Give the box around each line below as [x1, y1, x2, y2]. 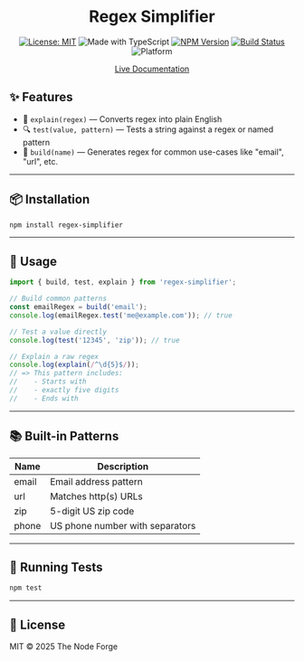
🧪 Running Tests [9, 559, 103, 575]
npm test [9, 583, 43, 593]
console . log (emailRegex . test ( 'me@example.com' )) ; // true [9, 310, 233, 320]
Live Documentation [114, 63, 190, 74]
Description [97, 459, 149, 472]
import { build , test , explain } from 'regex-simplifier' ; [9, 278, 237, 287]
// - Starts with [9, 377, 88, 386]
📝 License [9, 617, 66, 632]
